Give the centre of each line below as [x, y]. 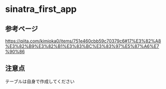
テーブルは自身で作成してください [40, 81]
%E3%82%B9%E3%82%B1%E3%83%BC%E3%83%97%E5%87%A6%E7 [82, 46]
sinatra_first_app [41, 9]
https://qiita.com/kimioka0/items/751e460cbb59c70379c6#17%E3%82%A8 [83, 41]
